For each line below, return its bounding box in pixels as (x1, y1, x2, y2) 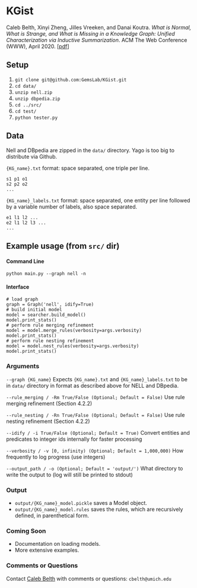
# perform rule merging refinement (6, 323, 94, 328)
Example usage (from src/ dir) (6, 241, 120, 251)
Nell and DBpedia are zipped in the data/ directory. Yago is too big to (6, 147, 175, 154)
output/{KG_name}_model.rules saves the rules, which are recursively (14, 505, 183, 513)
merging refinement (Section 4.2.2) (6, 400, 93, 407)
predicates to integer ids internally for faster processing (6, 435, 142, 442)
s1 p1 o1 (6, 176, 28, 182)
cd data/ (14, 83, 37, 89)
